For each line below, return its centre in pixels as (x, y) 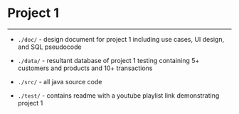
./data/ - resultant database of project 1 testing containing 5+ (108, 60)
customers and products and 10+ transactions (85, 68)
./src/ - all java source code (60, 81)
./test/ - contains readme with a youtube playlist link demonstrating (118, 95)
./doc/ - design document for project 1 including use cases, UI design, (121, 39)
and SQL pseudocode (49, 47)
